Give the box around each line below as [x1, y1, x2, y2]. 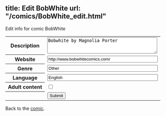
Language [12, 74, 37, 81]
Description [10, 42, 40, 49]
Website [14, 56, 36, 63]
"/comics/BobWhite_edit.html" [5, 12, 107, 21]
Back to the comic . [5, 105, 45, 111]
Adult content [8, 83, 43, 91]
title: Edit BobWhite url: [5, 4, 81, 13]
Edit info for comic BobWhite [5, 25, 66, 32]
